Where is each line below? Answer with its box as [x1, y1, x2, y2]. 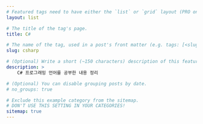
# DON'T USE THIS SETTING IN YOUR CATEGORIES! [6, 103, 126, 109]
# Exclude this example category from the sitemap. [6, 97, 139, 103]
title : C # [6, 31, 31, 37]
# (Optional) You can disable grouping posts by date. [6, 80, 147, 86]
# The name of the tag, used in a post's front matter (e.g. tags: [6, 42, 180, 48]
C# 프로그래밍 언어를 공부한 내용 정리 [17, 70, 98, 76]
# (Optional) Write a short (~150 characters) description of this [6, 59, 180, 65]
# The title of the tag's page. [6, 25, 88, 31]
